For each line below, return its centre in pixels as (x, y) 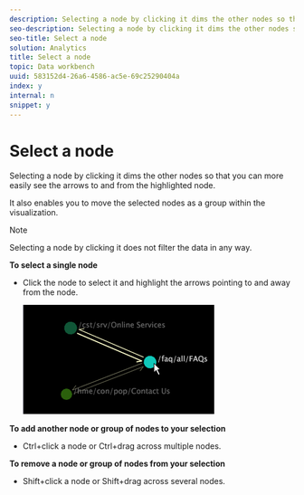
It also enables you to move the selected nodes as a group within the (138, 203)
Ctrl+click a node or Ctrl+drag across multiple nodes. (122, 446)
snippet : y (30, 105)
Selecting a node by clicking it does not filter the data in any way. (131, 248)
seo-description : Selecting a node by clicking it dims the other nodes (149, 29)
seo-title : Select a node (58, 38)
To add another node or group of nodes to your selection (118, 429)
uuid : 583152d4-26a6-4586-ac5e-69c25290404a (95, 77)
